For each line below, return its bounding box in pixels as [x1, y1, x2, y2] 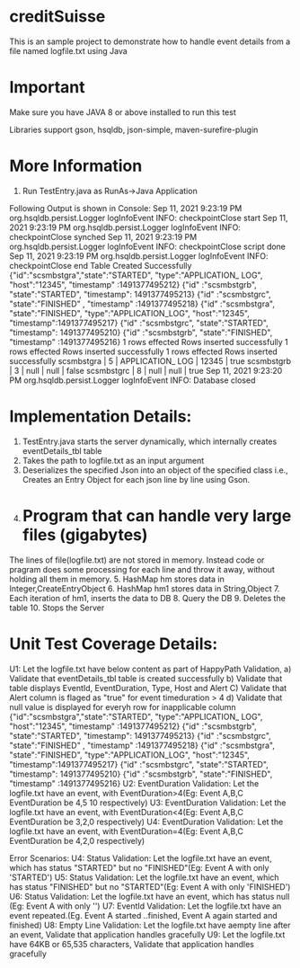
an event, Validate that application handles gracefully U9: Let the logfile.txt [9, 928, 286, 940]
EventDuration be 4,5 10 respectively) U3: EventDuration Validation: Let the [9, 797, 287, 808]
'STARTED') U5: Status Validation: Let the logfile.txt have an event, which [9, 872, 280, 883]
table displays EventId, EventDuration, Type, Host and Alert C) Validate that [9, 682, 287, 693]
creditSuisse [9, 6, 106, 27]
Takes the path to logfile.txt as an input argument [22, 455, 205, 466]
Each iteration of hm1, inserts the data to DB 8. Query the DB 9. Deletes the [9, 592, 286, 603]
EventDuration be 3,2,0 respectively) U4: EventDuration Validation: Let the [9, 816, 284, 827]
